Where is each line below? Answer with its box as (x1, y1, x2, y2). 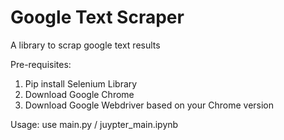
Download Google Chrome (24, 88, 135, 100)
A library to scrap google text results (10, 39, 161, 51)
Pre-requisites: (10, 58, 72, 70)
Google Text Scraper (10, 6, 185, 29)
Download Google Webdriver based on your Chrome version (24, 99, 275, 111)
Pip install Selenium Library (24, 77, 138, 90)
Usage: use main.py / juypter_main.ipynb (10, 118, 179, 130)
